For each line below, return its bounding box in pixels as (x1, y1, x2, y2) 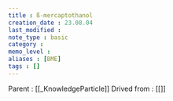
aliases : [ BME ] (8, 56, 61, 63)
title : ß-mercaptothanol (8, 11, 93, 20)
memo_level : (8, 48, 51, 56)
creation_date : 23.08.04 (8, 19, 93, 27)
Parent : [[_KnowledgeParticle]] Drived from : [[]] (8, 84, 167, 93)
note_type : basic (8, 33, 68, 41)
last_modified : (8, 26, 61, 34)
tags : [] (8, 63, 41, 70)
